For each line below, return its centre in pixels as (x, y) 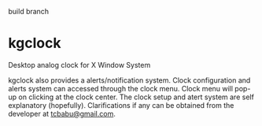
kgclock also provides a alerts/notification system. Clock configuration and (129, 80)
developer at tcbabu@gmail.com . (62, 113)
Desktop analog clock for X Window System (79, 65)
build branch (29, 11)
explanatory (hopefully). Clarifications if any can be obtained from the (121, 105)
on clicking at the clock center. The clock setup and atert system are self (136, 97)
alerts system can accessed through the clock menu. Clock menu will (121, 88)
